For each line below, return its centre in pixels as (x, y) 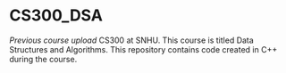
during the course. (43, 59)
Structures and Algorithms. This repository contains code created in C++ (143, 49)
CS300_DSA (56, 16)
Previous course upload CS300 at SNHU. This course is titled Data (132, 40)
